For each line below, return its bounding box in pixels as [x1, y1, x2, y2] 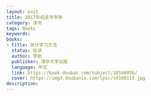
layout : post [6, 8, 39, 15]
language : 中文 [11, 64, 48, 70]
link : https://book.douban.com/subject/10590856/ [11, 70, 137, 76]
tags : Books [6, 25, 36, 32]
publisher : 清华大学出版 [11, 58, 68, 64]
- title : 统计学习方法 [6, 42, 57, 48]
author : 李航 [11, 53, 42, 59]
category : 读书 [6, 20, 42, 26]
